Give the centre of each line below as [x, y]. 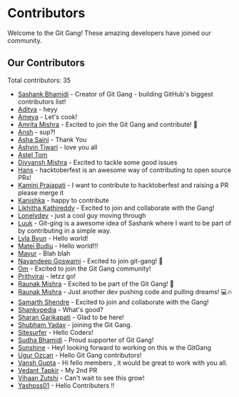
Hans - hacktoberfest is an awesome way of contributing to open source [124, 170]
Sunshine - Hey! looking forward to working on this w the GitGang [115, 347]
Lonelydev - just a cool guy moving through [82, 215]
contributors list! [42, 101]
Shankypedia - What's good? [60, 309]
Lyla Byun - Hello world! [53, 238]
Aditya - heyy [38, 109]
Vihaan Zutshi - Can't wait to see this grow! [81, 378]
